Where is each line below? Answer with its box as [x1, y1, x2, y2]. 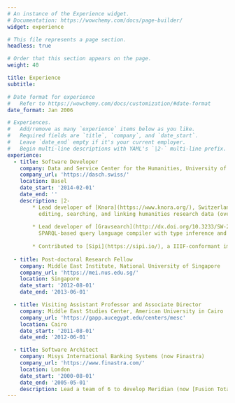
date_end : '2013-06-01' [20, 289, 90, 296]
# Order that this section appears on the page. [7, 55, 152, 62]
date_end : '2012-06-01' [20, 334, 90, 341]
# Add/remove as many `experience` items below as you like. [7, 125, 196, 133]
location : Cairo [20, 320, 68, 328]
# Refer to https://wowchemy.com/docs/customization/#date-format [7, 100, 211, 107]
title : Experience [7, 74, 61, 81]
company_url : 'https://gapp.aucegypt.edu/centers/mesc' [20, 314, 187, 321]
